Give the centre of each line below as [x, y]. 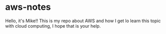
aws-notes [28, 7]
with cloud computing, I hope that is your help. [53, 26]
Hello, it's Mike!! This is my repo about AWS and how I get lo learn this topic [83, 21]
